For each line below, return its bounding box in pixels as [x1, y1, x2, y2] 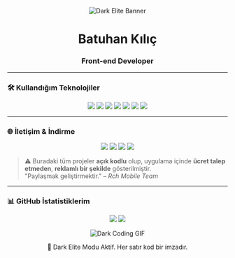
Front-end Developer [81, 56, 154, 66]
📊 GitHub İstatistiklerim [7, 196, 90, 206]
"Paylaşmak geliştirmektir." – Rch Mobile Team [24, 172, 159, 180]
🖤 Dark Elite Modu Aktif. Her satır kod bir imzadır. [47, 243, 188, 252]
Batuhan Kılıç [78, 32, 157, 47]
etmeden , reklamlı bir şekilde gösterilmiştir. [24, 165, 152, 173]
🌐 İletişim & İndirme [7, 126, 76, 136]
